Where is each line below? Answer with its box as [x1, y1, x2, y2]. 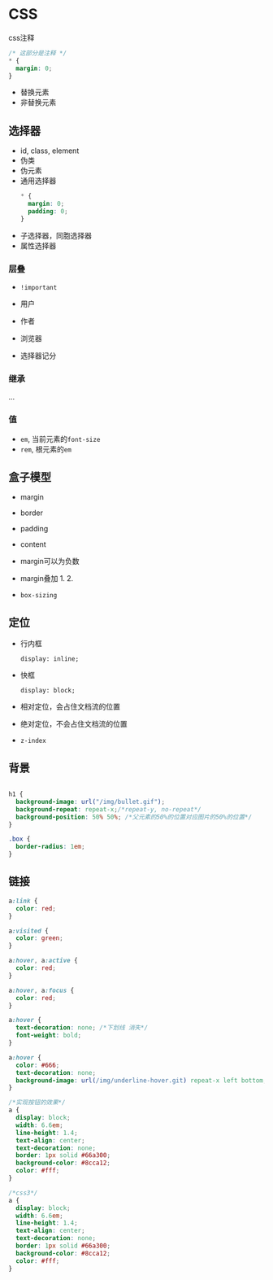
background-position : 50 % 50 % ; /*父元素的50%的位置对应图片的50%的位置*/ [15, 813, 253, 821]
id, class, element [19, 146, 80, 155]
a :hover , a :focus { [8, 986, 75, 994]
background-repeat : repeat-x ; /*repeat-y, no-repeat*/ [15, 805, 201, 814]
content [19, 540, 46, 549]
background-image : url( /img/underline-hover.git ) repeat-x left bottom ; [15, 1076, 267, 1085]
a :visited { [8, 927, 49, 935]
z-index [19, 737, 46, 745]
